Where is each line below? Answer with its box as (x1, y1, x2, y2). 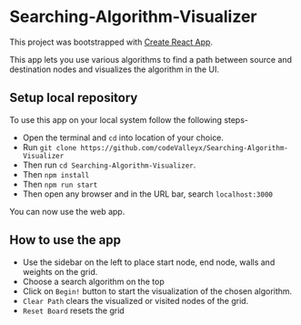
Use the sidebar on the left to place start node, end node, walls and (22, 257, 276, 268)
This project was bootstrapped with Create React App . (9, 36, 214, 47)
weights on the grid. (22, 266, 98, 277)
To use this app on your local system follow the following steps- (9, 114, 248, 125)
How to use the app (9, 232, 121, 248)
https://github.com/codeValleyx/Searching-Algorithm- (80, 143, 288, 152)
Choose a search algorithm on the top (22, 276, 166, 287)
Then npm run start (22, 178, 98, 189)
